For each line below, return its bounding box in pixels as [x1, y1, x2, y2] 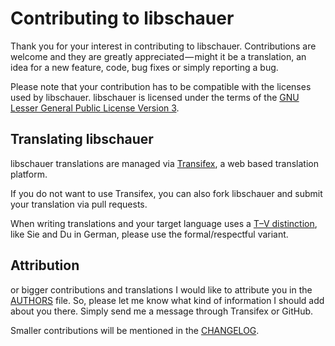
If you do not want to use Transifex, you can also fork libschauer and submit [10, 187, 323, 199]
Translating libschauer [10, 131, 154, 148]
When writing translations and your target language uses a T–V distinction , [10, 217, 318, 229]
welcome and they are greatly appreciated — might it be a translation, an [10, 50, 307, 62]
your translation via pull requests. [10, 198, 148, 210]
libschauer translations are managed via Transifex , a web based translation [10, 157, 319, 169]
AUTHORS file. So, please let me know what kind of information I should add [10, 294, 325, 306]
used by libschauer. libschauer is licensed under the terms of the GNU [10, 91, 300, 103]
